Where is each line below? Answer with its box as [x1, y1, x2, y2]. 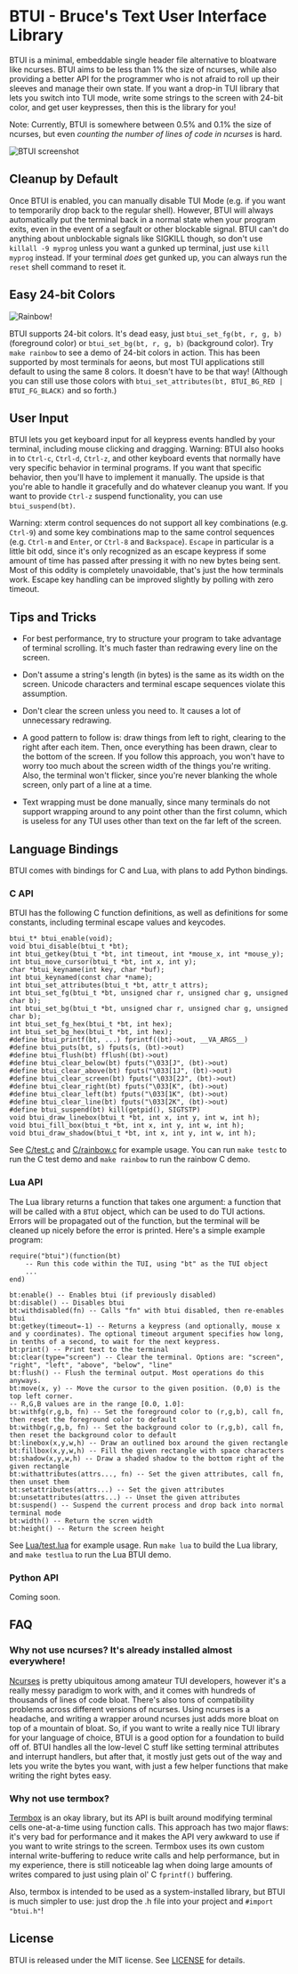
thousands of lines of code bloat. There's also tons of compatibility [9, 1694, 255, 1705]
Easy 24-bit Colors [9, 287, 116, 303]
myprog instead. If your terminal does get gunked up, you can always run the [9, 252, 287, 263]
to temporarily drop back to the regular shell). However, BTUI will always [9, 205, 274, 215]
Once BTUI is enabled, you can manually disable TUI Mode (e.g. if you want [9, 195, 286, 206]
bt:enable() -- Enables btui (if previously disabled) [9, 1290, 217, 1299]
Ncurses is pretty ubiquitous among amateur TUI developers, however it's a [9, 1675, 286, 1686]
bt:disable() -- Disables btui [9, 1298, 125, 1307]
